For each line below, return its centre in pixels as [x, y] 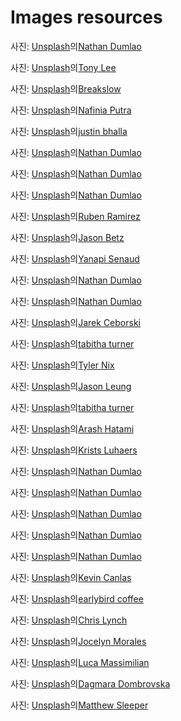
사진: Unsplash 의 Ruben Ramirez [75, 216]
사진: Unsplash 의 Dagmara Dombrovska [90, 683]
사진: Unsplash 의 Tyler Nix [62, 365]
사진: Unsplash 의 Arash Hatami [72, 428]
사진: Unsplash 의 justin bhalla [69, 131]
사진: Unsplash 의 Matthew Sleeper [79, 705]
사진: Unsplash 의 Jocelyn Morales [78, 641]
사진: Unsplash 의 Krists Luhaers [74, 450]
